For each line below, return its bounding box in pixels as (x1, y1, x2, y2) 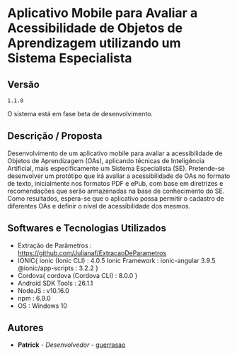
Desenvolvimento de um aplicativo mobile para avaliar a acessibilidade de (7, 149, 223, 157)
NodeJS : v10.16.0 (17, 286, 69, 295)
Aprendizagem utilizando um (7, 35, 182, 51)
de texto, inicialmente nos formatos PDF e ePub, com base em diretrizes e (7, 179, 224, 187)
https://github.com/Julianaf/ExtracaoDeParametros (17, 248, 167, 257)
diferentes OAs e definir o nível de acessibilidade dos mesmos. (7, 201, 191, 210)
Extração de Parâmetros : (17, 241, 92, 250)
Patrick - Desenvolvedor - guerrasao (17, 340, 126, 349)
